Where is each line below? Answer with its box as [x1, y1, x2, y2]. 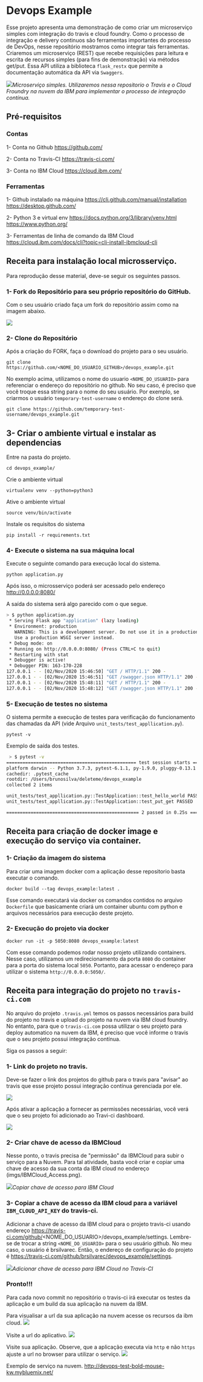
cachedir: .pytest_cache [6, 771, 69, 777]
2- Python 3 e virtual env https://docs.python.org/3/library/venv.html [6, 214, 177, 221]
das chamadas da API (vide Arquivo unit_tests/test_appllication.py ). [6, 720, 184, 727]
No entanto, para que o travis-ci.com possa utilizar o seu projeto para [6, 1022, 182, 1030]
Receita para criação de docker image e [6, 826, 158, 837]
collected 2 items [6, 782, 53, 788]
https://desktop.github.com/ [6, 202, 77, 209]
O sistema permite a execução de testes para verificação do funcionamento [6, 713, 195, 720]
